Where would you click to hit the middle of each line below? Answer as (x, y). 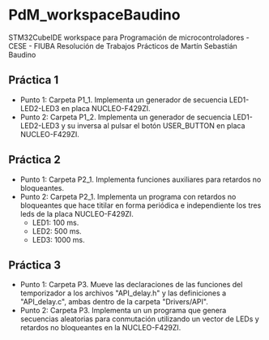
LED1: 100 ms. (56, 222)
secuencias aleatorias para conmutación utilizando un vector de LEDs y (139, 319)
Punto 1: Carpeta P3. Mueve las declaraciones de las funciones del (131, 285)
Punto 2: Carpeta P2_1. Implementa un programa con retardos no (128, 196)
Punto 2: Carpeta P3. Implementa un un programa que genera (123, 311)
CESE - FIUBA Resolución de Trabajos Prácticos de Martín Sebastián (123, 45)
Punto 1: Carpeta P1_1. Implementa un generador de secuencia (124, 100)
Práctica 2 (34, 160)
